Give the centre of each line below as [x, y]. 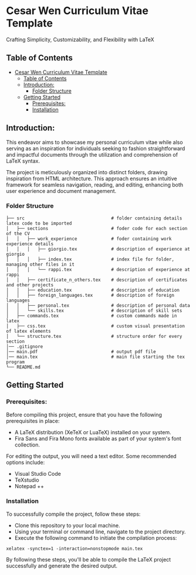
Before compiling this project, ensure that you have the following [84, 414]
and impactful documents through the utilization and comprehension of [92, 154]
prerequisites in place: [33, 421]
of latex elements [28, 331]
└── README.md [23, 367]
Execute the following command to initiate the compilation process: [96, 537]
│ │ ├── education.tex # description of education [93, 290]
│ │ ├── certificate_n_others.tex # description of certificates [97, 280]
